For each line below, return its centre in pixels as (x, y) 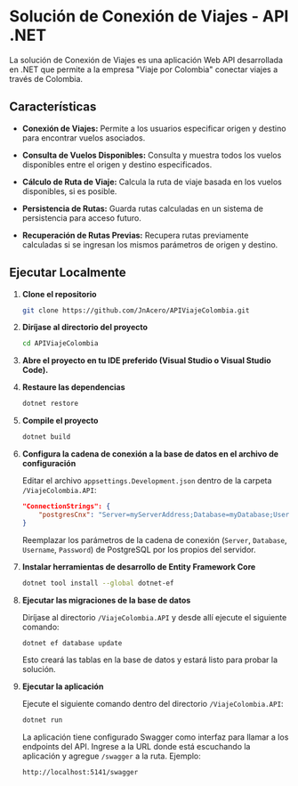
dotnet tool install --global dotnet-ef (98, 583)
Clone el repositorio (59, 294)
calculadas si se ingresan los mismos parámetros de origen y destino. (150, 244)
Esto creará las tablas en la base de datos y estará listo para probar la (150, 660)
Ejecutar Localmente (68, 273)
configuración (49, 464)
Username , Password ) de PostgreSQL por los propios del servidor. (139, 549)
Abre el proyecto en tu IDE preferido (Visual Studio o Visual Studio (146, 361)
